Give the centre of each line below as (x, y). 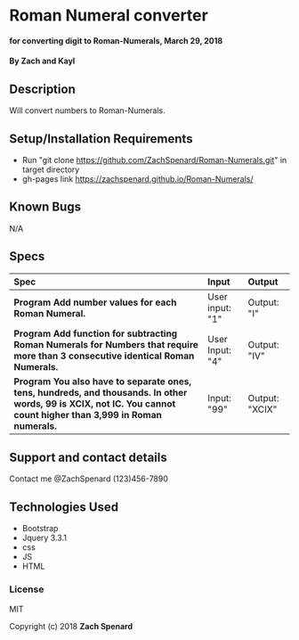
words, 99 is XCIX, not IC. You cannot (95, 404)
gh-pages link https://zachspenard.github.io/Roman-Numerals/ (137, 179)
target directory (51, 169)
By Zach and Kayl (42, 61)
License (27, 589)
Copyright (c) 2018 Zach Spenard (71, 626)
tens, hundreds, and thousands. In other (101, 392)
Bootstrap (40, 529)
